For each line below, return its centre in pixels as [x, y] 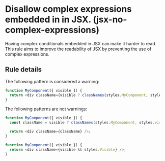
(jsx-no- [110, 19]
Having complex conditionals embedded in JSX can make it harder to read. [81, 43]
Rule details [23, 70]
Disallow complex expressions [69, 9]
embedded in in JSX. [48, 19]
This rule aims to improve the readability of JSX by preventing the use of [78, 49]
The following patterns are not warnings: [46, 109]
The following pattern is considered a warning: [52, 81]
